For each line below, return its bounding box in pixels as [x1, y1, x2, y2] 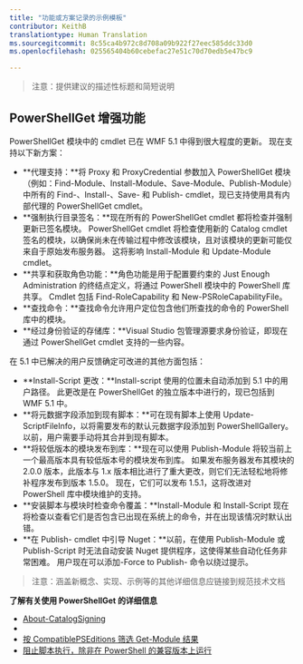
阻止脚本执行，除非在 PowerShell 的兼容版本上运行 [22, 645, 213, 656]
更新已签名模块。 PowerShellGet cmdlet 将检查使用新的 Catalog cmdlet [22, 223, 288, 234]
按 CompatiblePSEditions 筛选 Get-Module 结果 [22, 633, 199, 644]
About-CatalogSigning [22, 613, 106, 624]
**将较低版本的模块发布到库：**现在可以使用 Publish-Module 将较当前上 [22, 443, 292, 454]
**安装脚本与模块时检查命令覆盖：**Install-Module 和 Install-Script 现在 [22, 500, 289, 511]
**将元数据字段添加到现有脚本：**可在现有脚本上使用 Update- [22, 409, 255, 420]
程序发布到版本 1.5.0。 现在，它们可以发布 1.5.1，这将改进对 [30, 477, 251, 488]
